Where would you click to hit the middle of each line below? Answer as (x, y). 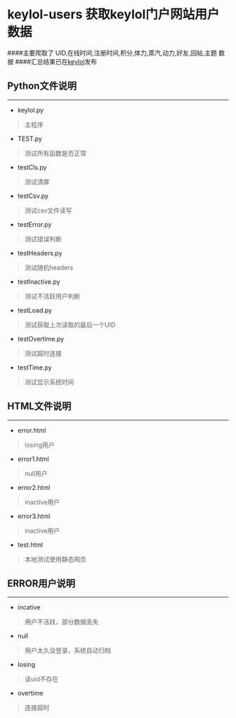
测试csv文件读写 (48, 210)
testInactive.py (39, 282)
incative (29, 607)
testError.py (34, 224)
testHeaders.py (40, 253)
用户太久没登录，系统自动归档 (67, 650)
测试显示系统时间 (49, 382)
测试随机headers (49, 267)
